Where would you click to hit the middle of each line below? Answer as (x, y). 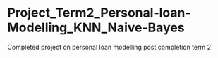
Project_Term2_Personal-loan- (99, 13)
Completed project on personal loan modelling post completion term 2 (109, 47)
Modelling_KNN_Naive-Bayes (96, 28)
